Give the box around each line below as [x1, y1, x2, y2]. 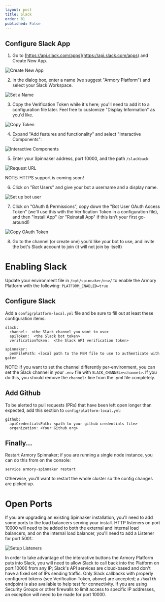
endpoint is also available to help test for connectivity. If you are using [5, 581, 147, 587]
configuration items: [5, 315, 46, 321]
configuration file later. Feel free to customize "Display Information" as [12, 107, 155, 113]
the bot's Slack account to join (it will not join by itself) [12, 244, 122, 250]
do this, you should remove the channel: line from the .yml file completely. [5, 374, 156, 380]
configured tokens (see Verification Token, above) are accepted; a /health [5, 576, 156, 582]
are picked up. [5, 481, 34, 487]
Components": [12, 137, 42, 143]
